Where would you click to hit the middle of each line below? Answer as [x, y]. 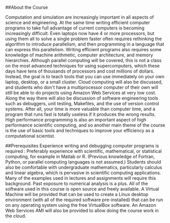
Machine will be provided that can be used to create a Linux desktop [77, 194]
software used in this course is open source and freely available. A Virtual [82, 189]
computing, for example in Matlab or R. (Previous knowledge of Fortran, [80, 156]
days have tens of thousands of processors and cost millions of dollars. [80, 71]
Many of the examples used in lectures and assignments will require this [81, 178]
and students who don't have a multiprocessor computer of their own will [82, 87]
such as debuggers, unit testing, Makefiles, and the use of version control [82, 103]
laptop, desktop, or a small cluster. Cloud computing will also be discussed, [84, 82]
